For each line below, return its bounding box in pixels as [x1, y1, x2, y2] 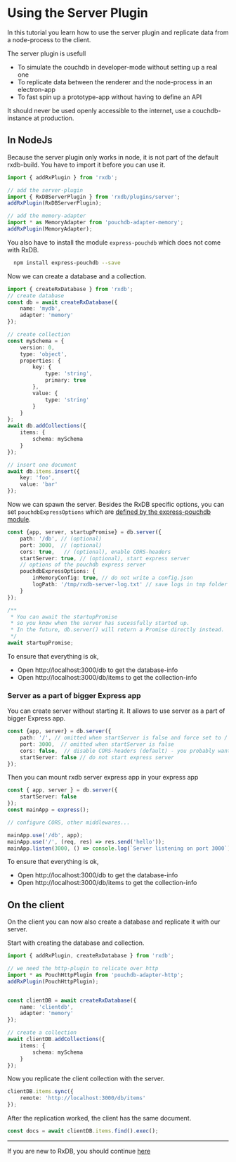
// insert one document [7, 461, 77, 468]
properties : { [20, 357, 61, 364]
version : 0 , [20, 344, 55, 351]
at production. [33, 114, 74, 122]
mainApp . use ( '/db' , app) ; [7, 832, 83, 839]
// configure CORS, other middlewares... [7, 819, 131, 826]
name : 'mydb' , [20, 305, 61, 312]
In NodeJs [7, 134, 53, 146]
